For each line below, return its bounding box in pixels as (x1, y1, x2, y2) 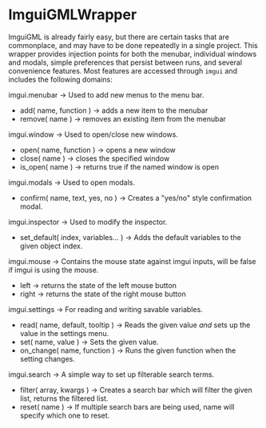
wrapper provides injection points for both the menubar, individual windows (8, 49, 257, 58)
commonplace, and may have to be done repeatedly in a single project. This (8, 40, 258, 50)
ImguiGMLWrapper (8, 6, 137, 24)
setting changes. (19, 354, 76, 363)
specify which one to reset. (19, 410, 110, 420)
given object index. (19, 241, 83, 250)
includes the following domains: (8, 74, 113, 84)
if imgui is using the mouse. (8, 265, 99, 274)
